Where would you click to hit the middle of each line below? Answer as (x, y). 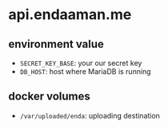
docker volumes (49, 97)
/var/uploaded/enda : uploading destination (90, 115)
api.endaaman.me (70, 15)
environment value (56, 44)
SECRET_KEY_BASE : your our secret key (81, 63)
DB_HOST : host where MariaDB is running (85, 72)
